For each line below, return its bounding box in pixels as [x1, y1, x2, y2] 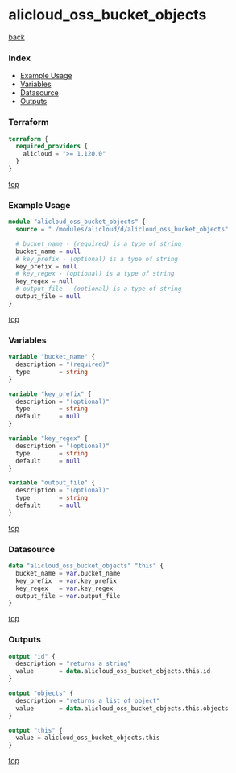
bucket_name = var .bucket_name [15, 569, 121, 577]
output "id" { [8, 652, 56, 660]
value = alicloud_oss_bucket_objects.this [15, 734, 160, 742]
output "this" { [8, 726, 63, 734]
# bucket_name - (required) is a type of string [15, 239, 182, 247]
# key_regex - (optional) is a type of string [15, 270, 175, 278]
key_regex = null [15, 277, 74, 285]
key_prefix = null [15, 262, 78, 271]
